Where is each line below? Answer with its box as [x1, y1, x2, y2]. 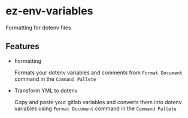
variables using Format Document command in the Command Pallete [14, 105, 177, 112]
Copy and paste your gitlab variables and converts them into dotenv [14, 98, 182, 105]
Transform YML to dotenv [14, 87, 78, 94]
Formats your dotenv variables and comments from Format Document [14, 69, 183, 76]
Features [5, 41, 40, 52]
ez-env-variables [5, 4, 93, 18]
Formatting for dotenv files [5, 24, 71, 31]
